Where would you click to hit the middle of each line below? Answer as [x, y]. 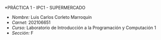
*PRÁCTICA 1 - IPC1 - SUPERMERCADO [45, 8]
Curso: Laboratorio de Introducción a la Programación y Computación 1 [84, 28]
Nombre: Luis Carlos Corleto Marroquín [52, 17]
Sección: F [23, 33]
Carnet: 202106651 [31, 22]
